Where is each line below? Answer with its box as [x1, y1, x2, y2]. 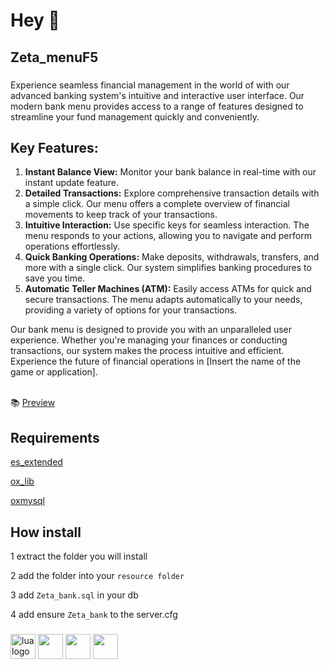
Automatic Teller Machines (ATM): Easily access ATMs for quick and [24, 283, 312, 295]
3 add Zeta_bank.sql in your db [10, 589, 139, 601]
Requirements [10, 429, 100, 446]
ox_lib [10, 475, 35, 488]
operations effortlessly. [24, 240, 121, 253]
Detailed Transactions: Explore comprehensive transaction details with [24, 187, 320, 199]
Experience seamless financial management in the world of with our [10, 79, 290, 91]
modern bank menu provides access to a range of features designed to [10, 100, 304, 112]
